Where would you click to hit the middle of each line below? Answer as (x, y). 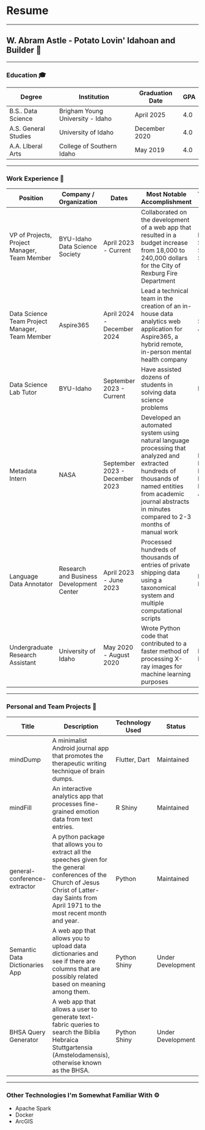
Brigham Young (81, 111)
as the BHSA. (71, 1070)
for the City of (161, 266)
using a (152, 580)
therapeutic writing (79, 763)
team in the (157, 299)
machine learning (166, 674)
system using (160, 433)
